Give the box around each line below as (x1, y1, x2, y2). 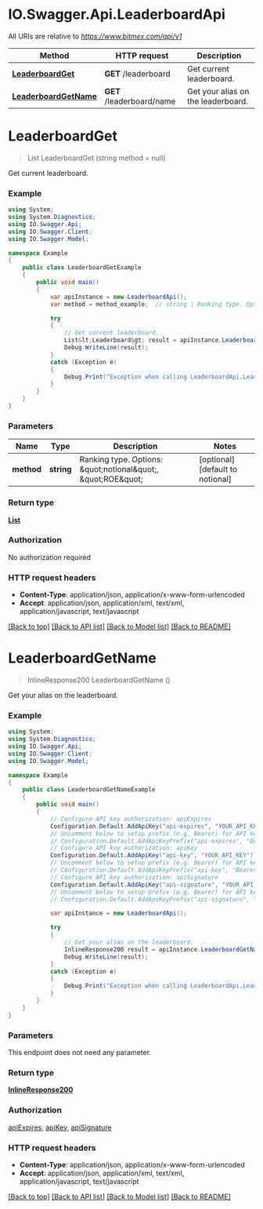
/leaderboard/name (104, 96, 176, 107)
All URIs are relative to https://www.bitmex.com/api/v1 (8, 31, 182, 41)
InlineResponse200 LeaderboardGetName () (27, 675, 171, 685)
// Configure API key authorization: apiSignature (49, 873, 219, 881)
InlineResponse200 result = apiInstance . (63, 945, 201, 953)
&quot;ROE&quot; (79, 473, 143, 484)
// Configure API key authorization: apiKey (49, 844, 198, 853)
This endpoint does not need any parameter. (8, 1048, 151, 1057)
